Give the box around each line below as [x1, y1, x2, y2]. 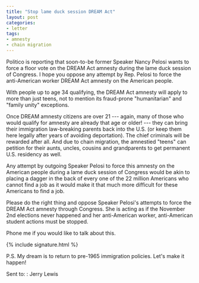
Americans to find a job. [6, 187, 65, 194]
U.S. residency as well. [6, 150, 62, 158]
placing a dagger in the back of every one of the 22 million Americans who [6, 175, 189, 182]
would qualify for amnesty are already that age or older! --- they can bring [6, 119, 188, 126]
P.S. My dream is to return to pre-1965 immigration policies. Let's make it [6, 252, 185, 259]
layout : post [6, 14, 39, 20]
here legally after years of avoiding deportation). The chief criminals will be [6, 131, 190, 139]
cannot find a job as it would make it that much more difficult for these [6, 181, 178, 188]
